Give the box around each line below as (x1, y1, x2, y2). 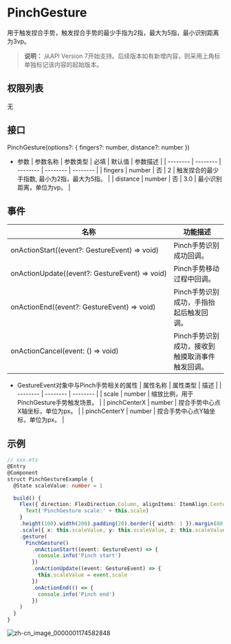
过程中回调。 (173, 274, 215, 284)
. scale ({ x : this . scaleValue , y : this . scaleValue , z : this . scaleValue (19, 526, 226, 534)
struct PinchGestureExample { (7, 476, 94, 483)
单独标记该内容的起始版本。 (23, 60, 103, 68)
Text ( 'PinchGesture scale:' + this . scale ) (25, 507, 149, 514)
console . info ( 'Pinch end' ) (37, 591, 115, 598)
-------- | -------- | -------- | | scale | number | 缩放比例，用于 (16, 390, 194, 398)
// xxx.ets (7, 456, 38, 463)
